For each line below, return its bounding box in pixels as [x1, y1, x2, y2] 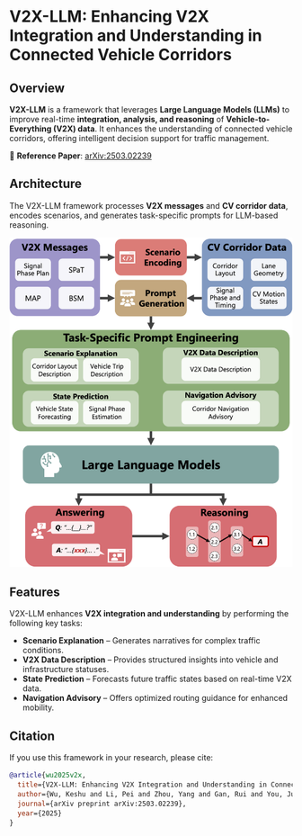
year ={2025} [17, 808, 63, 818]
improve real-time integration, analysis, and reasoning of [9, 114, 225, 124]
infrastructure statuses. [22, 664, 110, 675]
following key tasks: [9, 618, 83, 629]
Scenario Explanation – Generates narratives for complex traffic [22, 635, 261, 646]
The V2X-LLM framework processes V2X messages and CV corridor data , [9, 200, 289, 211]
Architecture [9, 176, 83, 192]
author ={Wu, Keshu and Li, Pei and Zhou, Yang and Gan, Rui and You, [17, 789, 283, 798]
